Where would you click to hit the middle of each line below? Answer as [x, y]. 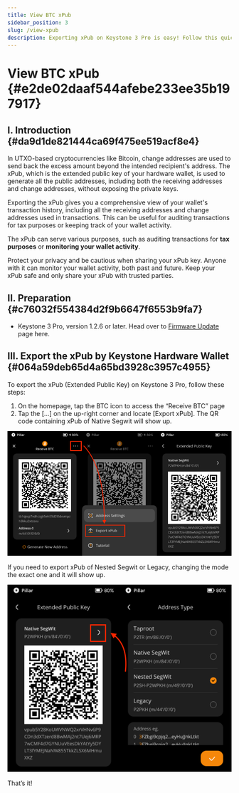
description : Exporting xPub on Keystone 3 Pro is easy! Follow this [113, 38]
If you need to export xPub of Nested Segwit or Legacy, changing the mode [118, 567]
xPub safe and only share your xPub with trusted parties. [91, 276]
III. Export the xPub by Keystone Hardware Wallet [118, 356]
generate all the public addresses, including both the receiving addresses [115, 181]
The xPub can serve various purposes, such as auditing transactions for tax [118, 239]
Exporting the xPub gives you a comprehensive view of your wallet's [108, 202]
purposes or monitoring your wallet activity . [74, 247]
